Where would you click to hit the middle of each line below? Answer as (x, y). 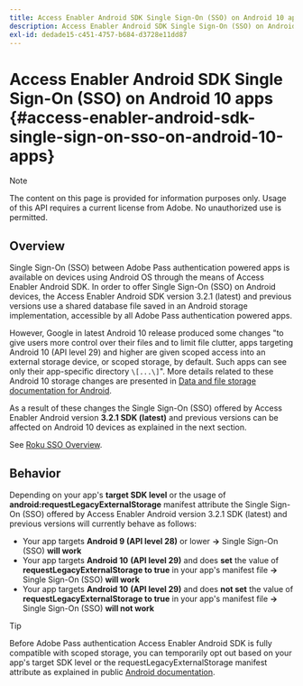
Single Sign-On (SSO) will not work (88, 608)
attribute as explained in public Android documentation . (112, 672)
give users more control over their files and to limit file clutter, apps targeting (151, 343)
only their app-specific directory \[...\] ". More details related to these (142, 372)
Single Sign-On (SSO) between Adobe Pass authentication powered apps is (150, 268)
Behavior (35, 473)
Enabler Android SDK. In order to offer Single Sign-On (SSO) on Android (143, 287)
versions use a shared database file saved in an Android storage (129, 306)
